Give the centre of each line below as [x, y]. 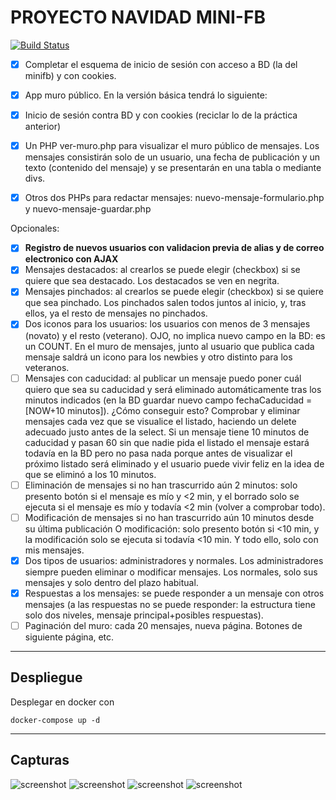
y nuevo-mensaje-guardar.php [88, 209]
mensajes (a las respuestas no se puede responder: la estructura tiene [170, 604]
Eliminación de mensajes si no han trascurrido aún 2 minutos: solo [161, 485]
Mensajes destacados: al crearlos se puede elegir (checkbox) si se [162, 270]
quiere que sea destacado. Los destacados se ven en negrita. [152, 281]
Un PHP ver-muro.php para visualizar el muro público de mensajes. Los [172, 146]
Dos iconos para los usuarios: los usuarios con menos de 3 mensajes [167, 324]
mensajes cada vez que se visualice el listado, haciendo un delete [160, 421]
